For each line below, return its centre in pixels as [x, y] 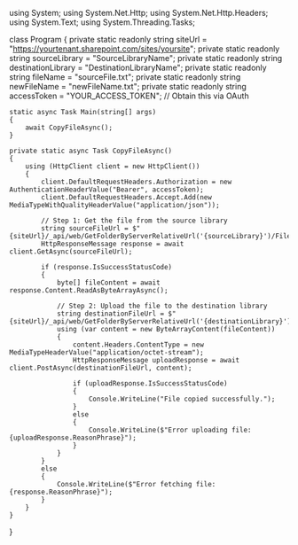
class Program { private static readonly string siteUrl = [108, 39]
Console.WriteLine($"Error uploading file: [170, 430]
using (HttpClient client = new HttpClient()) [113, 167]
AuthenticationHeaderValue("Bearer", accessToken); [106, 190]
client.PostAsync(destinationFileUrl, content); [101, 368]
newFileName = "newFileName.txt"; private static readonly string [128, 86]
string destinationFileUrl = [110, 314]
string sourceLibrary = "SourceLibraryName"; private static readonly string [146, 58]
